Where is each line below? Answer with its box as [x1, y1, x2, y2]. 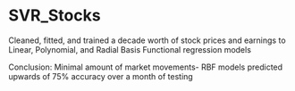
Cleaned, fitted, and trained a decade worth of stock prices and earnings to [8, 35, 287, 45]
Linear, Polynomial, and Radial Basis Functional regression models [8, 44, 252, 54]
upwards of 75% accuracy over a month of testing [8, 70, 193, 81]
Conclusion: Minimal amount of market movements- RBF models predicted [8, 62, 283, 72]
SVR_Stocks [8, 5, 101, 26]
